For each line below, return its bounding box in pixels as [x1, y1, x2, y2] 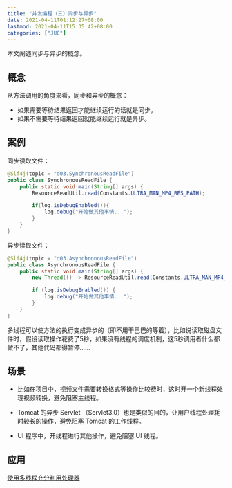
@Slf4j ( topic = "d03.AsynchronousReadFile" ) [7, 255, 137, 262]
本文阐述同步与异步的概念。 [7, 49, 86, 57]
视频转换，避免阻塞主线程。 [23, 394, 102, 402]
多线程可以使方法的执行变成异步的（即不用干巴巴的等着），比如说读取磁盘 [7, 326, 216, 334]
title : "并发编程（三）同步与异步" [7, 10, 97, 17]
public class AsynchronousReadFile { [7, 261, 116, 269]
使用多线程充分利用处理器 [7, 473, 80, 482]
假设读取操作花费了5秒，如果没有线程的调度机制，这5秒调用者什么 [25, 334, 214, 343]
